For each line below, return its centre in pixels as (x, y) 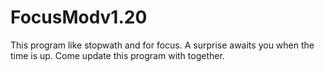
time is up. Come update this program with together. (117, 55)
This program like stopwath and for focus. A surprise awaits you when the (162, 45)
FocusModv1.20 (79, 17)
